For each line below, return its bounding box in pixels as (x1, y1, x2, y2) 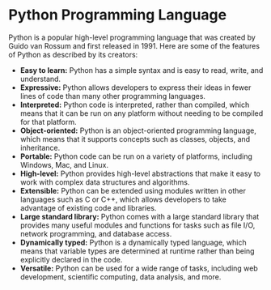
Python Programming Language (8, 6, 227, 24)
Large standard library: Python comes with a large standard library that (19, 211, 260, 221)
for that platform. (19, 117, 77, 126)
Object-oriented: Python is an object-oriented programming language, (19, 126, 256, 135)
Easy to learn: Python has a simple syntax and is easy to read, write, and (19, 65, 264, 75)
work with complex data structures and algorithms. (19, 177, 190, 187)
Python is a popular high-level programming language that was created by (8, 32, 256, 42)
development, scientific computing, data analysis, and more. (19, 271, 222, 281)
